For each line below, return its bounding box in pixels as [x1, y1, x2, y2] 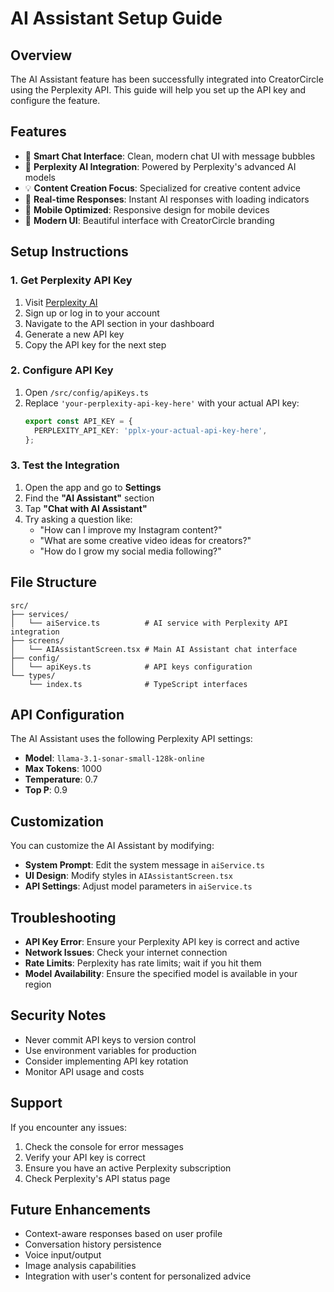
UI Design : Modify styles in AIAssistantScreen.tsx [24, 870, 233, 882]
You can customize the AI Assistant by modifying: [10, 840, 215, 852]
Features [10, 123, 67, 141]
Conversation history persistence [24, 1238, 162, 1251]
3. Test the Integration [10, 458, 120, 472]
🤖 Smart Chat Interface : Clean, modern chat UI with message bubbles [24, 150, 316, 162]
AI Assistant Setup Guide [10, 7, 223, 30]
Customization [10, 813, 105, 830]
